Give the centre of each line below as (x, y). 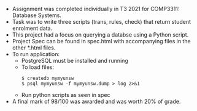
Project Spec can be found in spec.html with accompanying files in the (102, 41)
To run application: (36, 54)
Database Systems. (37, 15)
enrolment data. (32, 28)
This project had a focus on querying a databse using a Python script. (100, 35)
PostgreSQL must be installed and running (75, 61)
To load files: (37, 67)
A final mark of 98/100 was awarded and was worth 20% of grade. (96, 101)
